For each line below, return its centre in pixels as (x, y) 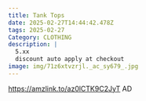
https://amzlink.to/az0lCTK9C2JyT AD (70, 88)
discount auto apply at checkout (70, 60)
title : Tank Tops (36, 15)
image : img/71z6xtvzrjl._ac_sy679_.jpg (73, 67)
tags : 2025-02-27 (36, 30)
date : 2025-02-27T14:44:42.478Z (61, 23)
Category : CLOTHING (40, 37)
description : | (33, 45)
